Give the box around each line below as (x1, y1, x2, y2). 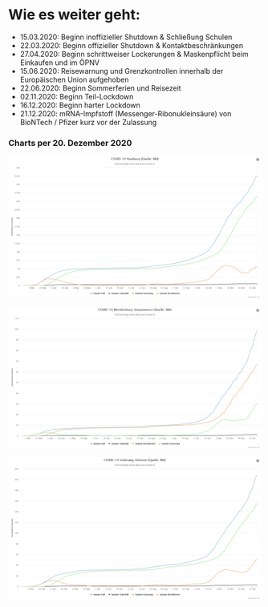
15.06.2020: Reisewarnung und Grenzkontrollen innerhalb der (19, 66, 224, 75)
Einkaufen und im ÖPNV (19, 58, 100, 67)
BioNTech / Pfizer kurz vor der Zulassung (19, 117, 157, 127)
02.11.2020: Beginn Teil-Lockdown (19, 91, 134, 101)
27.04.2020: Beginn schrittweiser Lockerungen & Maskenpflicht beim (19, 49, 249, 59)
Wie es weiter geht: (8, 6, 140, 24)
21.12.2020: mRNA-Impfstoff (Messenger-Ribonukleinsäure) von (19, 108, 232, 118)
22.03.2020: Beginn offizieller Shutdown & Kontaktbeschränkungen (19, 40, 243, 50)
